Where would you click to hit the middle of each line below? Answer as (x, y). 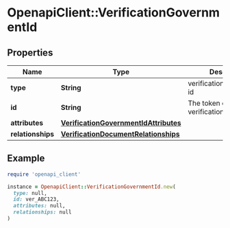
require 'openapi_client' (44, 174)
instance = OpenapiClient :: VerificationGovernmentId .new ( (91, 187)
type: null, (30, 193)
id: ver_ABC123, (36, 199)
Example (26, 158)
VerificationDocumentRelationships (120, 134)
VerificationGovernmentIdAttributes (121, 123)
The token (204, 103)
